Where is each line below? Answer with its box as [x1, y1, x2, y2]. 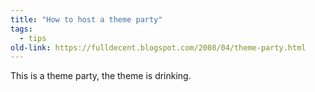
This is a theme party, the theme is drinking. [10, 70, 192, 82]
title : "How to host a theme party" [10, 14, 163, 25]
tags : [10, 24, 33, 34]
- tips [19, 33, 47, 43]
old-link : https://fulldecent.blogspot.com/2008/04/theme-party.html [10, 42, 307, 53]
